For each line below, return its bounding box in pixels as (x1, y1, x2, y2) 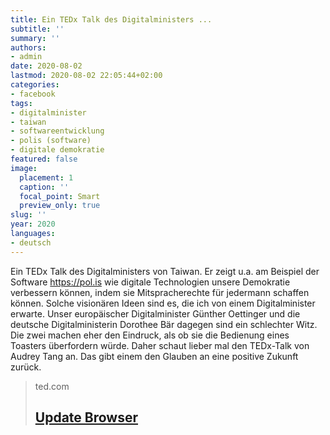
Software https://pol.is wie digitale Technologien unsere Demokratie (10, 276, 291, 288)
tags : (10, 98, 33, 108)
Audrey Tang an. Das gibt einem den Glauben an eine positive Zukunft (10, 350, 299, 362)
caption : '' (19, 182, 70, 192)
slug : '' (10, 210, 47, 220)
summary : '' (10, 33, 60, 43)
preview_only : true (19, 201, 101, 211)
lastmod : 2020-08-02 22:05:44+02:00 (10, 71, 163, 81)
